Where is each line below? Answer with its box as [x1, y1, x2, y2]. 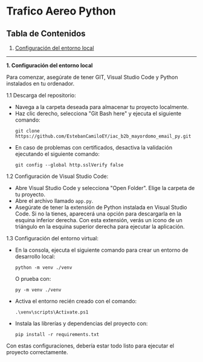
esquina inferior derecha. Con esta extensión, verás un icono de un [14, 217, 182, 223]
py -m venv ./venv [14, 287, 62, 293]
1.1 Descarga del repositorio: [6, 92, 77, 99]
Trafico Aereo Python [6, 4, 116, 18]
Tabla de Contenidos [6, 28, 86, 39]
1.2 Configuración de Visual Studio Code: [6, 173, 109, 180]
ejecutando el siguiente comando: [14, 150, 100, 157]
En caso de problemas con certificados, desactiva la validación [14, 144, 173, 151]
